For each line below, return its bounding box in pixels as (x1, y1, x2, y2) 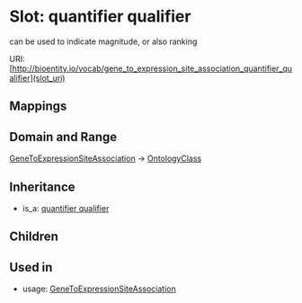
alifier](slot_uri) (9, 72, 66, 83)
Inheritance (9, 179, 75, 194)
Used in (9, 259, 53, 275)
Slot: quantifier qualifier (9, 6, 191, 27)
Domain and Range (9, 129, 118, 145)
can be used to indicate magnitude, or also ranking (9, 36, 198, 47)
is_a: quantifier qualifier (22, 202, 110, 213)
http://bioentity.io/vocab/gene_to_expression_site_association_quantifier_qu (12, 63, 293, 74)
